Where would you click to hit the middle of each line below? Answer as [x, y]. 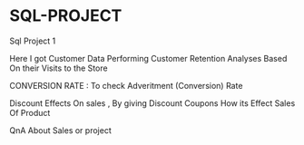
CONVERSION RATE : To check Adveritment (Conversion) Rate [126, 85]
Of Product [30, 112]
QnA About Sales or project [60, 130]
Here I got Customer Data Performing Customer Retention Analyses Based [148, 58]
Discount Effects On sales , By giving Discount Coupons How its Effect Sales [152, 103]
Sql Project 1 [33, 41]
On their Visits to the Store [59, 68]
